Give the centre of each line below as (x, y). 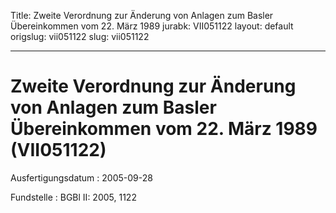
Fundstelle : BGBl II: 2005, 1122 (73, 197)
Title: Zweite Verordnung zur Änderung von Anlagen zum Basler (142, 15)
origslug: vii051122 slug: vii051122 (80, 36)
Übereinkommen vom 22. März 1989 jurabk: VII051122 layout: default (152, 26)
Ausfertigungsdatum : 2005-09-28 (81, 177)
